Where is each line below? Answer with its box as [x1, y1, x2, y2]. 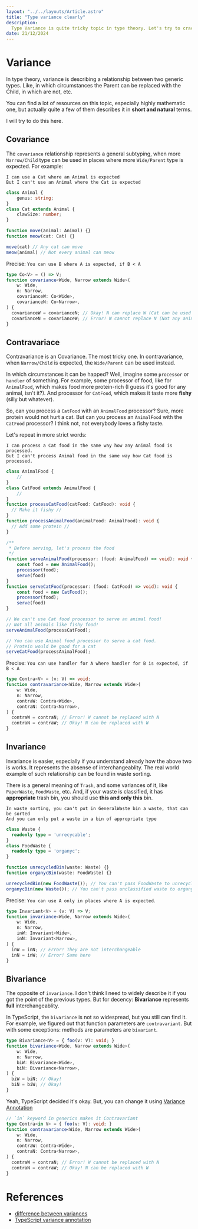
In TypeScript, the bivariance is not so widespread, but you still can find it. [6, 1014, 187, 1021]
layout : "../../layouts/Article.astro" [6, 8, 104, 15]
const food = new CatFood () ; [16, 589, 88, 595]
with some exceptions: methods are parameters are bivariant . [6, 1026, 158, 1033]
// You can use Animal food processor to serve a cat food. [6, 638, 157, 644]
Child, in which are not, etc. [6, 88, 72, 95]
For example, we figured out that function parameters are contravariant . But [6, 1020, 192, 1027]
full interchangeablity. [6, 1002, 60, 1009]
